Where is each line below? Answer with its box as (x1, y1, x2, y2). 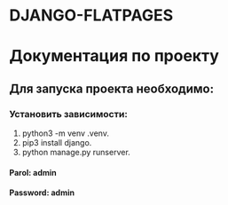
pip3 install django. (21, 138, 92, 148)
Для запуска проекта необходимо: (9, 81, 215, 96)
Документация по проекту (9, 46, 219, 67)
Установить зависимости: (9, 107, 129, 120)
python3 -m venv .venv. (21, 128, 109, 138)
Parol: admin (9, 167, 57, 177)
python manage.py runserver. (21, 147, 130, 158)
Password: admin (9, 187, 75, 198)
